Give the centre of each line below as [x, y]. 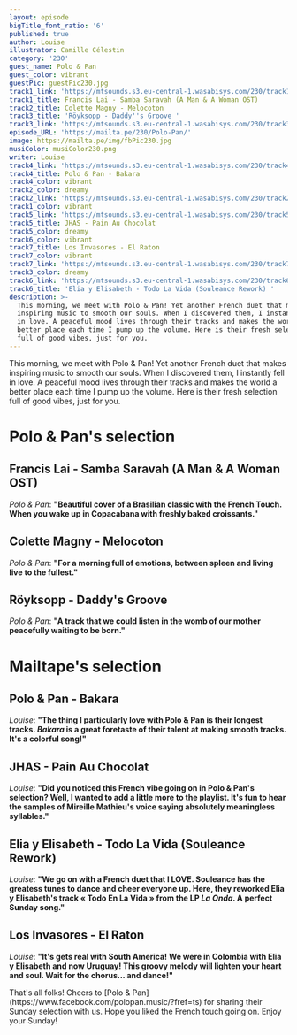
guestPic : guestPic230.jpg [59, 83]
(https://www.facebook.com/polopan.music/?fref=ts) [106, 1001]
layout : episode [39, 17]
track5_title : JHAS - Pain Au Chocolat [83, 223]
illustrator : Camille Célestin [67, 50]
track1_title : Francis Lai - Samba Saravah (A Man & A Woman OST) [134, 100]
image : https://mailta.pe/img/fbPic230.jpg [91, 141]
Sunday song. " [37, 907]
